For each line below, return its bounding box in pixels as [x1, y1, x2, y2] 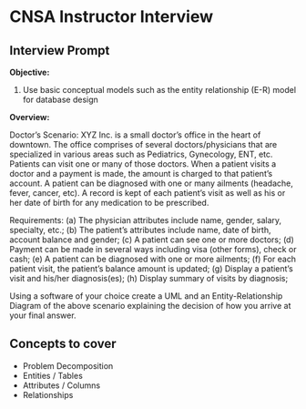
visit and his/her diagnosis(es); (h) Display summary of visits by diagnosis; [9, 273, 289, 283]
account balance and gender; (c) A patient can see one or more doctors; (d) [9, 234, 294, 245]
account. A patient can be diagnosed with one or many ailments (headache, [9, 178, 294, 189]
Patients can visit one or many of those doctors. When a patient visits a [9, 158, 277, 169]
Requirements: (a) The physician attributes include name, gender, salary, [9, 215, 282, 225]
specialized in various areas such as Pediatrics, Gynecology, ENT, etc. [9, 148, 273, 159]
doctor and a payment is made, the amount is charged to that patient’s [9, 169, 273, 179]
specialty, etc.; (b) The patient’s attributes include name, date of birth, [9, 225, 271, 235]
